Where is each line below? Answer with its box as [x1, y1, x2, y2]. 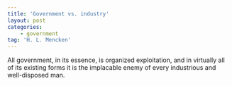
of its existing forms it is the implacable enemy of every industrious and [7, 63, 216, 72]
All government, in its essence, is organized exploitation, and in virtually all [7, 56, 225, 64]
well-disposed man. [7, 71, 65, 80]
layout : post [7, 17, 46, 24]
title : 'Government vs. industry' [7, 10, 110, 18]
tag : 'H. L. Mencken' [7, 37, 72, 44]
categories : [7, 23, 43, 30]
